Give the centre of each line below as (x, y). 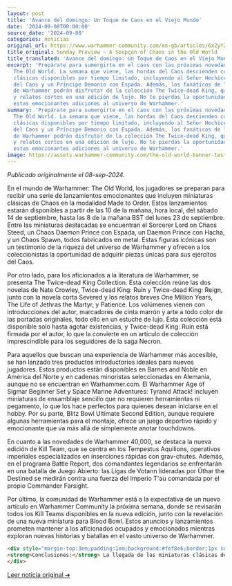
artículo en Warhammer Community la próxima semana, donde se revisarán (114, 506)
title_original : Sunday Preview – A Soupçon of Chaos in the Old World (112, 53)
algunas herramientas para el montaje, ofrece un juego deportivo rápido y (112, 421)
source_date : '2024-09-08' (46, 33)
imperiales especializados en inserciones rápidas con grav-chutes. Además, (116, 456)
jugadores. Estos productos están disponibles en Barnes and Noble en (107, 369)
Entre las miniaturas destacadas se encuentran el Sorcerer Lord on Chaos (112, 225)
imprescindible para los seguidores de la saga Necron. (85, 341)
